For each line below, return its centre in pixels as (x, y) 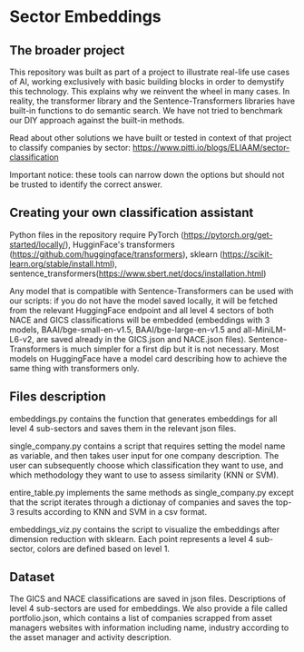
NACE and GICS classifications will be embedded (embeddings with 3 (140, 320)
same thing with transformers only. (74, 368)
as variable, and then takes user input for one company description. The (144, 455)
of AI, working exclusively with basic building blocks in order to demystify (147, 82)
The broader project (67, 50)
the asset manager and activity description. (91, 637)
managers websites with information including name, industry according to (149, 627)
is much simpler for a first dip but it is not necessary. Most (171, 349)
